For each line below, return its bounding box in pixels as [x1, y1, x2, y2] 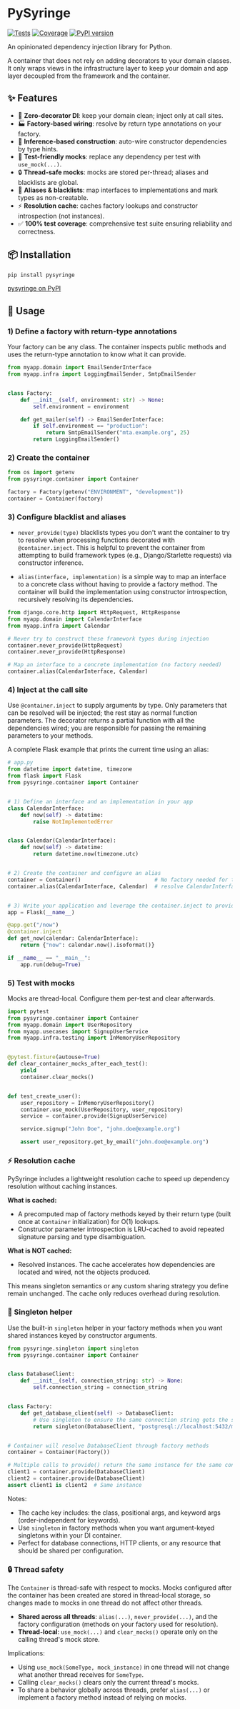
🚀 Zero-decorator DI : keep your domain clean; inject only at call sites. [17, 111, 224, 119]
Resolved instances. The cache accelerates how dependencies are [17, 1261, 216, 1269]
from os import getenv [7, 469, 75, 476]
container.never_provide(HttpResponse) [7, 648, 126, 656]
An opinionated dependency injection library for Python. [7, 42, 173, 51]
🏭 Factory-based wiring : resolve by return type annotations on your [17, 119, 221, 128]
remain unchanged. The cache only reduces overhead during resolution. [7, 1289, 221, 1298]
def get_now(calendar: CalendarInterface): [7, 935, 139, 942]
